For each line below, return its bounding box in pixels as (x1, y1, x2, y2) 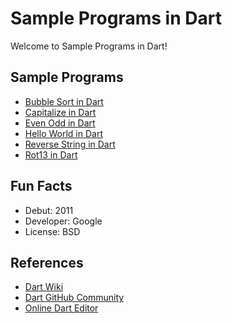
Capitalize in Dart (24, 106, 97, 118)
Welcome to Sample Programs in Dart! (10, 40, 168, 52)
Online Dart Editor (24, 302, 99, 314)
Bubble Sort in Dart (24, 95, 104, 107)
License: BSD (24, 225, 81, 237)
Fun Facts (10, 178, 73, 195)
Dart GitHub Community (24, 292, 125, 304)
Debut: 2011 (24, 204, 74, 216)
